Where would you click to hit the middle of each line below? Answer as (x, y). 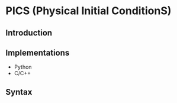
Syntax (19, 92)
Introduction (29, 33)
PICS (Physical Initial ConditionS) (89, 11)
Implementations (38, 52)
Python (23, 67)
